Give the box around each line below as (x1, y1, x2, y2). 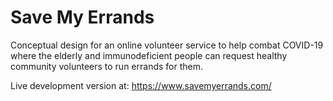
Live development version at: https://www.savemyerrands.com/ (10, 79, 272, 91)
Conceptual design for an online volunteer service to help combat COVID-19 (10, 39, 324, 51)
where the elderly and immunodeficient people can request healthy (10, 49, 288, 61)
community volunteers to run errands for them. (10, 60, 203, 72)
